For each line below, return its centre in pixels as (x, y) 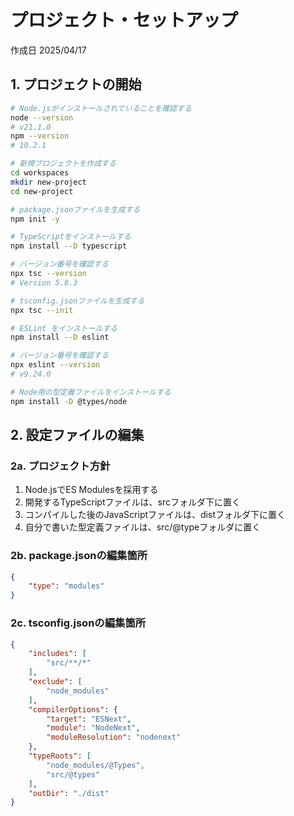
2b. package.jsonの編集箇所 (79, 556)
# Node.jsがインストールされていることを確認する (101, 108)
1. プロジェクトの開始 (76, 84)
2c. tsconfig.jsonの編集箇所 (78, 623)
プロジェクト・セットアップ (124, 20)
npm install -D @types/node (69, 401)
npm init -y (35, 219)
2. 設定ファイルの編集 (77, 435)
